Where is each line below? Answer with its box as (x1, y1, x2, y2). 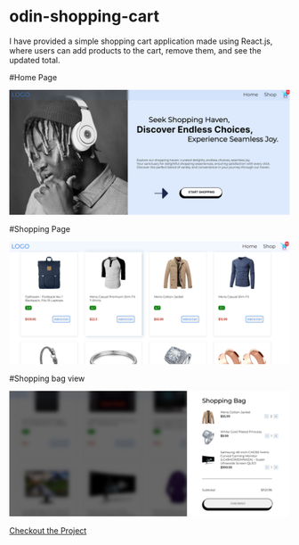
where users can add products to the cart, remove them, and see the (9, 45, 262, 55)
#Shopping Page (9, 224, 71, 235)
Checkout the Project (9, 525, 87, 536)
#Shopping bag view (9, 373, 85, 384)
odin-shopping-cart (9, 6, 160, 27)
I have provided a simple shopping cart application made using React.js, (9, 36, 273, 46)
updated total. (9, 54, 61, 65)
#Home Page (9, 71, 58, 82)
